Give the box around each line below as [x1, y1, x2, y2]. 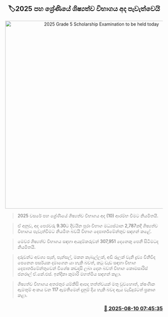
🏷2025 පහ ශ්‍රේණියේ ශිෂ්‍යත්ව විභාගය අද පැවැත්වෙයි [8, 5, 160, 13]
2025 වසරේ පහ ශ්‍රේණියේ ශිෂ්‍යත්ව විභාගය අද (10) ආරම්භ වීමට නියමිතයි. [17, 212, 158, 218]
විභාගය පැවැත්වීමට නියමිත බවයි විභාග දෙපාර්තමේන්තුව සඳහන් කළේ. [17, 228, 152, 234]
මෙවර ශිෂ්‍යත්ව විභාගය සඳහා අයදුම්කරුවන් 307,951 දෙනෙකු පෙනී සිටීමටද [17, 238, 159, 244]
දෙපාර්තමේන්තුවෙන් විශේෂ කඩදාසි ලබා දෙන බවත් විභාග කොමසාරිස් [17, 265, 148, 271]
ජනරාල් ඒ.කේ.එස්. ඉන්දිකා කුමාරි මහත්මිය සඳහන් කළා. [17, 270, 121, 277]
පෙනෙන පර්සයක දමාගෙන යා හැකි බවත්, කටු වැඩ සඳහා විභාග [17, 259, 136, 265]
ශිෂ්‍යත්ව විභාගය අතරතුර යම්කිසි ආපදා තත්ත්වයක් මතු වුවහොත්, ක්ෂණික [17, 280, 155, 287]
